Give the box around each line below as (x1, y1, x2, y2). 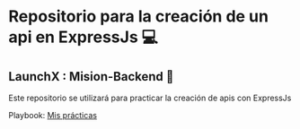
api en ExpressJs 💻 (8, 27, 158, 47)
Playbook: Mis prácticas (8, 110, 98, 120)
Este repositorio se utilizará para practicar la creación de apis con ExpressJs (8, 92, 292, 103)
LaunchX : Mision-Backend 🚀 (8, 69, 174, 84)
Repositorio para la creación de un (8, 6, 269, 27)
